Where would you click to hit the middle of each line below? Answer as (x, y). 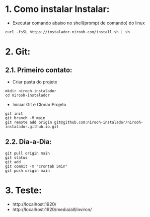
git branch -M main (25, 118)
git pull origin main (28, 153)
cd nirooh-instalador (28, 95)
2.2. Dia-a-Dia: (29, 142)
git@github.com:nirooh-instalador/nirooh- (98, 122)
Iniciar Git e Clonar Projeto (39, 104)
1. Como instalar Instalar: (57, 9)
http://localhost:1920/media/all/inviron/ (52, 209)
